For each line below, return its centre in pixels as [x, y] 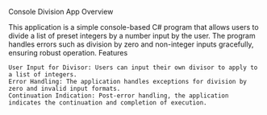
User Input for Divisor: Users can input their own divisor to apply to [133, 68]
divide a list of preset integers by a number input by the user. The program [132, 36]
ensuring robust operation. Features [68, 53]
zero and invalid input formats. [65, 88]
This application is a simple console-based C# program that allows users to [134, 27]
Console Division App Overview [61, 12]
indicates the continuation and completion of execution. [108, 103]
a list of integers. [43, 75]
